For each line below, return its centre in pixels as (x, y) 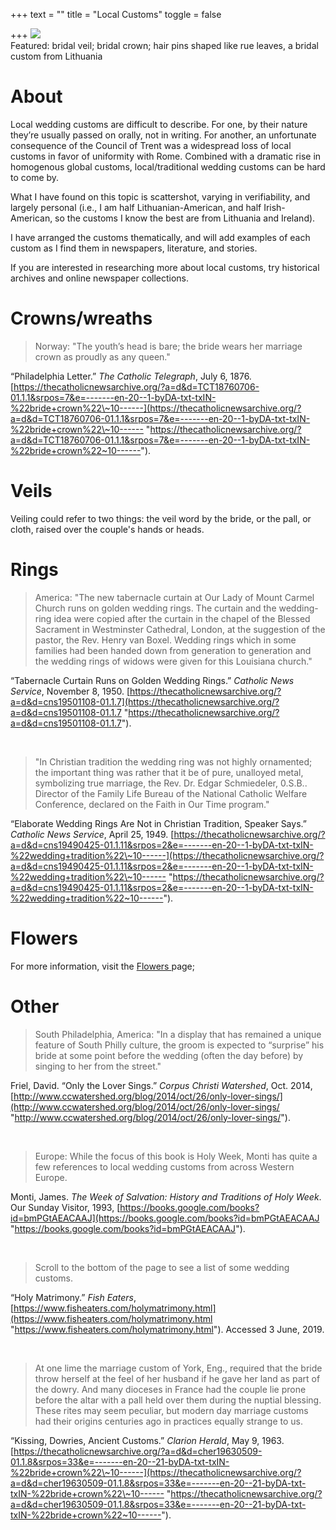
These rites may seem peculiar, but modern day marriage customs (171, 1410)
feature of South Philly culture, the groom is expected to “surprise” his (179, 1045)
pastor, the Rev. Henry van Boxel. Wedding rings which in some (165, 640)
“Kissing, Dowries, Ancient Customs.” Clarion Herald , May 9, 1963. (147, 1440)
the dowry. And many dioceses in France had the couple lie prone (170, 1389)
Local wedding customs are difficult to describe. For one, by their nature (159, 124)
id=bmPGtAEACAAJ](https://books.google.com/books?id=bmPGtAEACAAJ (165, 1218)
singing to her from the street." (98, 1066)
